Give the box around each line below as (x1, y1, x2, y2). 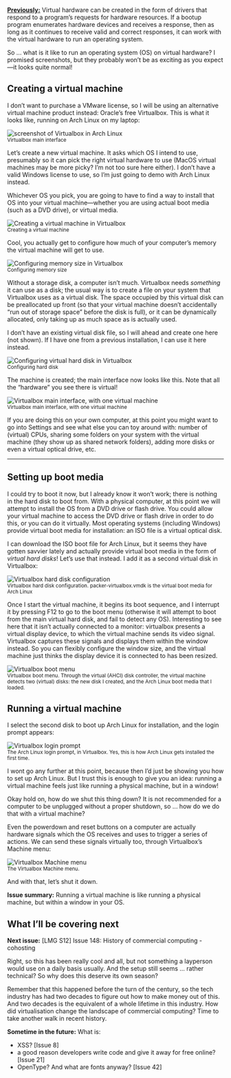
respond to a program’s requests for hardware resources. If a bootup (7, 13, 201, 21)
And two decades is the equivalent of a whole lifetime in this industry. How (7, 1000, 219, 1008)
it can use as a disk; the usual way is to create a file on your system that (7, 286, 211, 294)
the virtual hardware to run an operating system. (7, 35, 144, 43)
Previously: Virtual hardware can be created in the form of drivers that (7, 6, 208, 14)
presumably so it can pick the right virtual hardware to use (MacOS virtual (7, 156, 217, 164)
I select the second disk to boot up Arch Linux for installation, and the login (7, 721, 219, 729)
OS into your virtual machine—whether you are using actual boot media (7, 198, 210, 207)
